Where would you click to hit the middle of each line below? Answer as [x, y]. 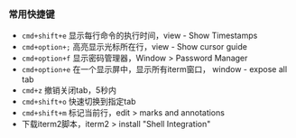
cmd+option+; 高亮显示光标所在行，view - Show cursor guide [134, 47]
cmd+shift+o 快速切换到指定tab [79, 102]
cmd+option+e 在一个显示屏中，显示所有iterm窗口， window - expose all [154, 69]
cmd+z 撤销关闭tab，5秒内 [69, 90]
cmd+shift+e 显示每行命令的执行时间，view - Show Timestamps [139, 36]
